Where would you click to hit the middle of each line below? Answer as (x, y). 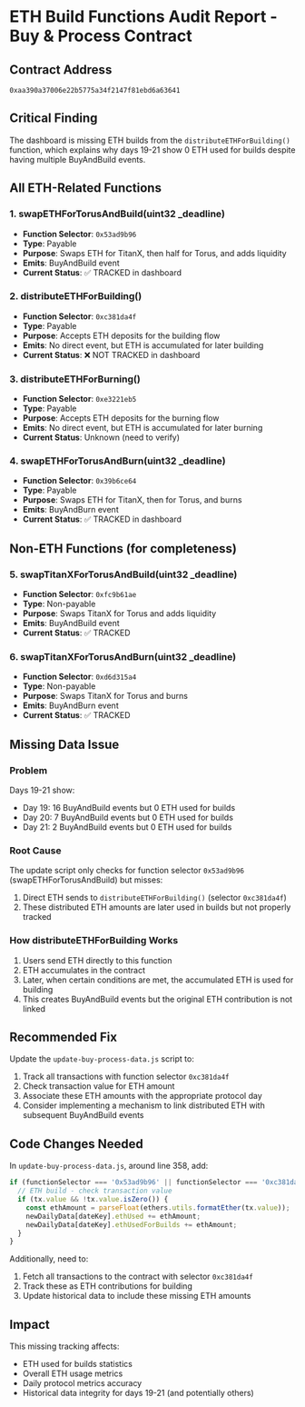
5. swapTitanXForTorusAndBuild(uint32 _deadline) (123, 574)
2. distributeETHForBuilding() (76, 296)
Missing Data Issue (64, 744)
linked (34, 1008)
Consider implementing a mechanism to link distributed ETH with (143, 1105)
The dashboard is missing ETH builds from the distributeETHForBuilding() (150, 140)
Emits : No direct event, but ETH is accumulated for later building (143, 345)
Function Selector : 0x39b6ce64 (79, 481)
